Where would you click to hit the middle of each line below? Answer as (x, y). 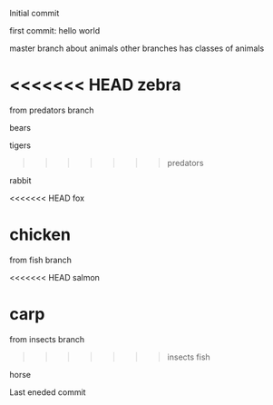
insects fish (189, 357)
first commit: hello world (55, 30)
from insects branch (47, 339)
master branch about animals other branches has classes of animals (137, 48)
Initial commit (34, 13)
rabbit (20, 180)
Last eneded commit (48, 392)
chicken (40, 235)
